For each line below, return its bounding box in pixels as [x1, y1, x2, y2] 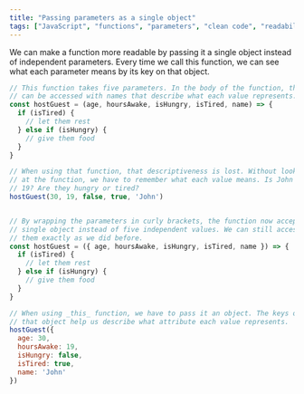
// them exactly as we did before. [9, 233, 144, 243]
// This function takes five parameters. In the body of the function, [9, 83, 285, 92]
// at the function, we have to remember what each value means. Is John [9, 176, 294, 185]
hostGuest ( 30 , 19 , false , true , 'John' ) [9, 192, 165, 201]
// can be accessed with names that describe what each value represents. [9, 91, 298, 101]
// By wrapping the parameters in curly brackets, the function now [9, 216, 273, 226]
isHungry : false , [17, 351, 83, 360]
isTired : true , [17, 359, 75, 368]
